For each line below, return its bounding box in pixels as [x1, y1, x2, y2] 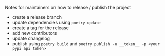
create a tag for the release [12, 25, 69, 31]
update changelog [12, 35, 50, 41]
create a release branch [12, 14, 62, 20]
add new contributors [12, 30, 57, 36]
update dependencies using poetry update [12, 20, 101, 25]
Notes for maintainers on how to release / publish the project [5, 5, 131, 10]
